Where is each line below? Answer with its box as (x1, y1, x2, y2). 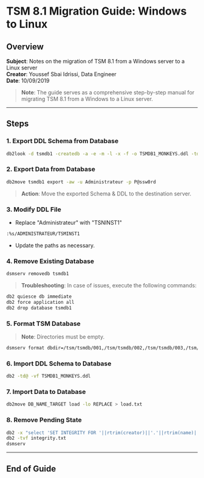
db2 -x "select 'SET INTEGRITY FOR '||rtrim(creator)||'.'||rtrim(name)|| (6, 429, 200, 436)
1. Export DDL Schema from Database (6, 137, 119, 146)
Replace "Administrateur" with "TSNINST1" (15, 219, 123, 227)
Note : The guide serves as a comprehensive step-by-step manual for (21, 89, 195, 96)
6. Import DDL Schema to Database (6, 359, 112, 368)
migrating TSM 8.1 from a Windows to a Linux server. (21, 96, 154, 102)
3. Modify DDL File (6, 205, 62, 214)
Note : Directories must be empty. (21, 333, 105, 340)
